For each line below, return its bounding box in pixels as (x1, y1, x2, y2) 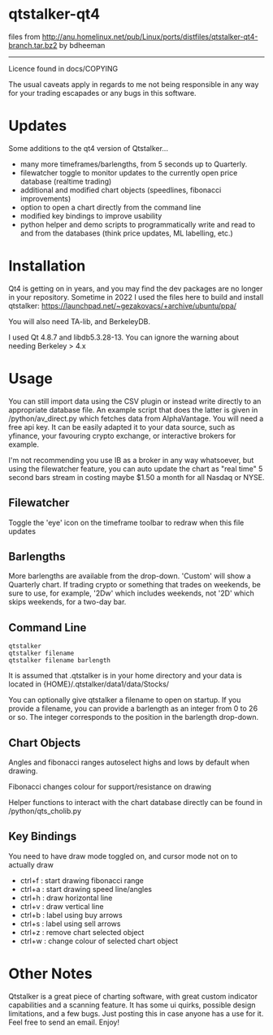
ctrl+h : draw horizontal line (19, 893, 113, 903)
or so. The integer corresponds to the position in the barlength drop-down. (8, 712, 258, 722)
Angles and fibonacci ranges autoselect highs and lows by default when (8, 757, 250, 767)
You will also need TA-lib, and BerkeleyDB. (8, 316, 150, 326)
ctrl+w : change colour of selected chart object (19, 936, 179, 946)
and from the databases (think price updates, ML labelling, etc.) (19, 228, 233, 238)
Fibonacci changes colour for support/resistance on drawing (8, 782, 212, 791)
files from (8, 32, 41, 41)
